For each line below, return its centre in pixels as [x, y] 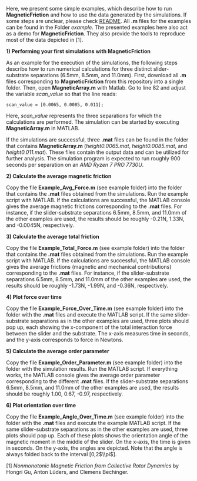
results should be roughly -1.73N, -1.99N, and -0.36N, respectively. [87, 286]
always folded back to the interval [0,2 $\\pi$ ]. [61, 454]
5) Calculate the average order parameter [58, 351]
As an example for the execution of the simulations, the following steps [92, 62]
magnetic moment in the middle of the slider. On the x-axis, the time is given [98, 442]
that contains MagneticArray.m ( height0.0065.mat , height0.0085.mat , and [96, 146]
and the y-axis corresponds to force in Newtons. [65, 340]
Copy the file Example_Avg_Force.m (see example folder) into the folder [94, 187]
